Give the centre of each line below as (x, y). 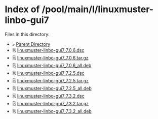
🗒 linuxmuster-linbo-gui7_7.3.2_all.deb (52, 111)
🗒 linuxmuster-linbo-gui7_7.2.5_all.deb (52, 88)
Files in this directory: (27, 34)
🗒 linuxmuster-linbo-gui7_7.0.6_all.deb (52, 65)
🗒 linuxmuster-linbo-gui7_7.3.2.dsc (48, 96)
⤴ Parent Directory (31, 44)
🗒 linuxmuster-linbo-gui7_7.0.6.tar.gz (50, 57)
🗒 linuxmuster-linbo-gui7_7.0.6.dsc (48, 50)
